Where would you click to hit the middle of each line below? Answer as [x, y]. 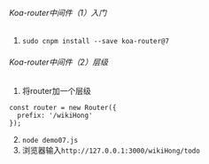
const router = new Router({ [63, 108]
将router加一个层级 [56, 91]
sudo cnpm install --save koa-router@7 [96, 42]
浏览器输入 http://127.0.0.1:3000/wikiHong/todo [111, 151]
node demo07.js [50, 141]
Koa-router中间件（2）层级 [59, 62]
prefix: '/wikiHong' [55, 116]
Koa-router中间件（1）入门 [58, 12]
